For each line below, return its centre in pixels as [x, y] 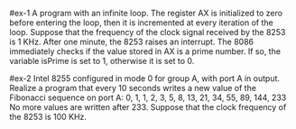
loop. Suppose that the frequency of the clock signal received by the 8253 [148, 32]
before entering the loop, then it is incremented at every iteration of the [141, 23]
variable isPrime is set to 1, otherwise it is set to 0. [102, 61]
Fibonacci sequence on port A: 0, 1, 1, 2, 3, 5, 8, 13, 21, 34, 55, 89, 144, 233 [148, 97]
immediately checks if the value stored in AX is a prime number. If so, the [145, 51]
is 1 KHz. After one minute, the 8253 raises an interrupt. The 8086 [132, 41]
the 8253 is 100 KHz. [48, 117]
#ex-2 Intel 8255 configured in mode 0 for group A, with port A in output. [145, 78]
